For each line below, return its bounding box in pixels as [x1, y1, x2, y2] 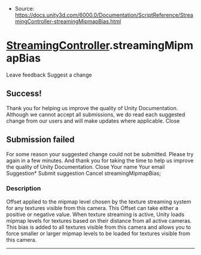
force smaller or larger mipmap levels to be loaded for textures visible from [6, 230, 190, 237]
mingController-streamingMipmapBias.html [14, 18, 121, 25]
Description [6, 184, 41, 193]
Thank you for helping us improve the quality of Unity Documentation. [6, 104, 178, 111]
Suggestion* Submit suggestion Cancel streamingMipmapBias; [6, 169, 162, 177]
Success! [6, 89, 42, 99]
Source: [14, 5, 35, 12]
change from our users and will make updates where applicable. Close [6, 117, 180, 125]
